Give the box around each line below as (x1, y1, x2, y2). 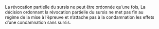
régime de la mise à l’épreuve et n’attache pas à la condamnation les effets (5, 14, 155, 20)
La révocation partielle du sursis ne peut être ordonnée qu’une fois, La (5, 4, 146, 10)
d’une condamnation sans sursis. (5, 19, 71, 25)
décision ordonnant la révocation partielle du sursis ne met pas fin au (5, 9, 143, 15)
